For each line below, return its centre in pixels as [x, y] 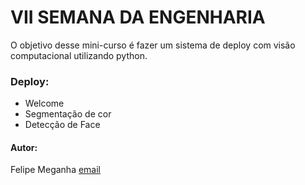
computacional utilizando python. [79, 55]
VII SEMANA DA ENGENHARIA [138, 17]
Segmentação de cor [68, 114]
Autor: [24, 147]
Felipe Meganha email [56, 170]
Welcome [44, 103]
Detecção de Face [62, 125]
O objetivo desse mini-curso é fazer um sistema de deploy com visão [153, 45]
